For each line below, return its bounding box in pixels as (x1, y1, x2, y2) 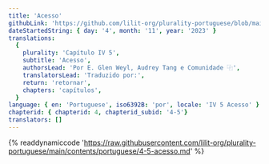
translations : (8, 34, 56, 42)
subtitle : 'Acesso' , (22, 57, 91, 65)
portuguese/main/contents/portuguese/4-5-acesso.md (8, 146, 191, 156)
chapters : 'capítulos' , (22, 86, 102, 94)
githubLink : (8, 19, 48, 27)
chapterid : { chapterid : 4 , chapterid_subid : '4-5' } (8, 109, 188, 117)
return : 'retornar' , (22, 78, 91, 86)
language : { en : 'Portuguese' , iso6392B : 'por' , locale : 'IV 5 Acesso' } (8, 101, 260, 109)
